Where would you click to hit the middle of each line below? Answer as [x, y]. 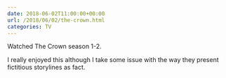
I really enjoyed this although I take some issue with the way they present [113, 60]
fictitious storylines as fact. [46, 68]
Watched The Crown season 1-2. [54, 47]
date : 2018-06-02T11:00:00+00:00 [56, 14]
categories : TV [29, 26]
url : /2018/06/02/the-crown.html [56, 20]
